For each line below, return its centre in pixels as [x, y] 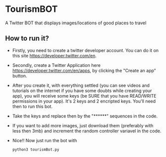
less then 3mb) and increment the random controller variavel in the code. [87, 131]
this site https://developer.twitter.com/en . [54, 55]
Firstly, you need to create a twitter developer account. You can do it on [85, 50]
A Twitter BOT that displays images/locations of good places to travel [76, 23]
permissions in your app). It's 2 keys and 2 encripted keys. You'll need [84, 101]
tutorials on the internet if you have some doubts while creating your [82, 91]
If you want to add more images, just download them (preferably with [83, 125]
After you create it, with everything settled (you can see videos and [81, 85]
